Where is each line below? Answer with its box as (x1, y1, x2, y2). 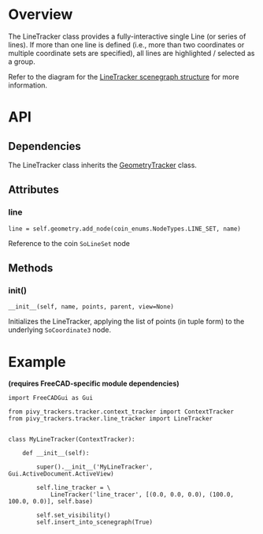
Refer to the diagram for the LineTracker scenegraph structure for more (8, 72, 239, 81)
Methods (8, 262, 54, 275)
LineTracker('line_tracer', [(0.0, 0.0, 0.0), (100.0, (50, 491, 235, 499)
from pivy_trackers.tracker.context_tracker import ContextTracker (8, 408, 235, 416)
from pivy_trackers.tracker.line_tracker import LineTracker (8, 415, 213, 423)
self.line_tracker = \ (36, 484, 111, 492)
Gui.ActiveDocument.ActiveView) (8, 470, 114, 478)
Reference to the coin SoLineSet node (8, 238, 130, 248)
